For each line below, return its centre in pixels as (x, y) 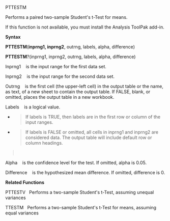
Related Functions (25, 182)
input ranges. (39, 122)
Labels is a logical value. (33, 107)
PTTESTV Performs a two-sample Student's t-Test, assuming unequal (80, 192)
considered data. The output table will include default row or (89, 137)
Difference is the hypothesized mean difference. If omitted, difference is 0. (85, 172)
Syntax (13, 37)
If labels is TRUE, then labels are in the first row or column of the (93, 117)
